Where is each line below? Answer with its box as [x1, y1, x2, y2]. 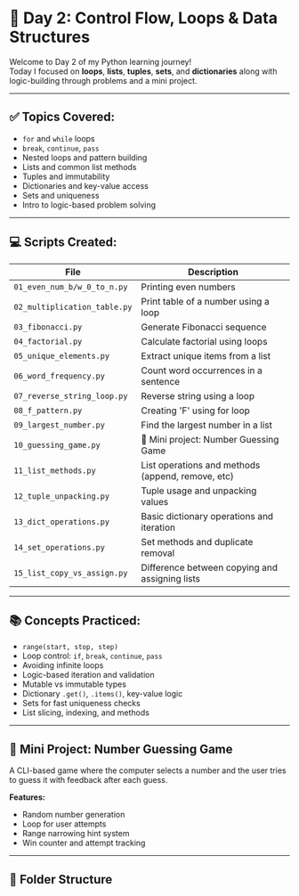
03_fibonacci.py [13, 322, 83, 332]
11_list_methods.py [13, 465, 96, 476]
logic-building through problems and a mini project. [9, 75, 198, 86]
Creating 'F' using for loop [141, 404, 251, 417]
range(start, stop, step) [21, 643, 118, 652]
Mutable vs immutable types [21, 679, 127, 689]
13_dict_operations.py [13, 517, 109, 526]
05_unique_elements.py [13, 351, 109, 361]
